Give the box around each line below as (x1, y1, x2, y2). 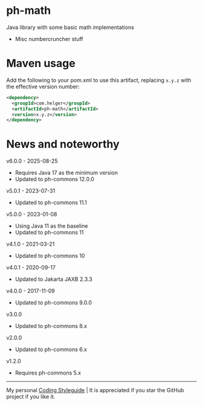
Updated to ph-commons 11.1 (14, 199, 88, 206)
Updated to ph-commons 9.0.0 (14, 299, 92, 306)
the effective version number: (6, 83, 80, 90)
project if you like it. (6, 393, 56, 401)
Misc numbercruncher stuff (14, 35, 83, 42)
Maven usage (6, 57, 76, 70)
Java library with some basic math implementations (6, 24, 135, 31)
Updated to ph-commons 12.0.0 (14, 176, 95, 183)
